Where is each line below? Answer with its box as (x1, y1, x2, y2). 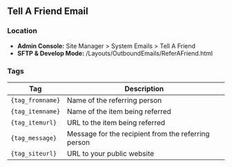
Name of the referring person (66, 96, 162, 105)
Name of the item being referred (66, 107, 171, 116)
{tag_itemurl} (10, 118, 57, 126)
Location (7, 26, 38, 36)
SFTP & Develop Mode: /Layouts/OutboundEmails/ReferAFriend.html (17, 49, 213, 57)
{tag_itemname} (10, 107, 61, 115)
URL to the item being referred (66, 118, 166, 127)
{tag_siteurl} (10, 149, 57, 157)
